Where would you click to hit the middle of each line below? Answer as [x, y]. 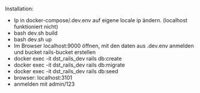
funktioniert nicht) [36, 27]
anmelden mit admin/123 [44, 84]
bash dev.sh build [35, 33]
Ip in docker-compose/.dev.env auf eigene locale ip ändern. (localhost [101, 20]
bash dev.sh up [33, 39]
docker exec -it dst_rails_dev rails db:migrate [69, 65]
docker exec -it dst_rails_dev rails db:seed [66, 71]
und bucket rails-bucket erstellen [55, 52]
